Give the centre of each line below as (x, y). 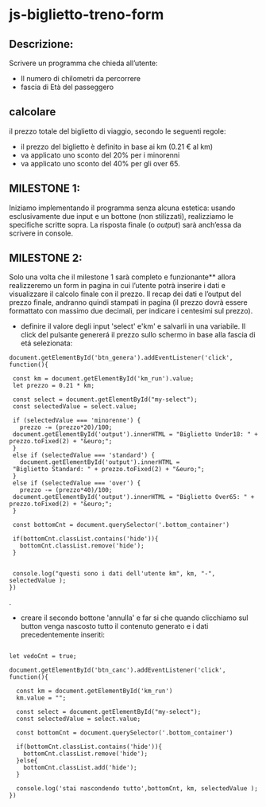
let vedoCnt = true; (43, 657)
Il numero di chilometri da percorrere (81, 78)
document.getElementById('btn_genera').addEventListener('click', (121, 358)
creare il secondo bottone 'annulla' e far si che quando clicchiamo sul (134, 618)
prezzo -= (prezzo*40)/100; (66, 490)
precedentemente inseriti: (63, 635)
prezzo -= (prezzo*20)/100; (66, 427)
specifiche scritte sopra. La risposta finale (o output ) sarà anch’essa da (125, 224)
